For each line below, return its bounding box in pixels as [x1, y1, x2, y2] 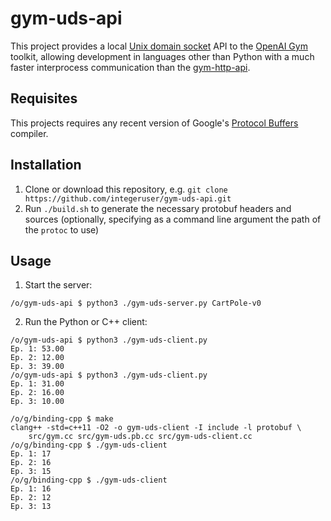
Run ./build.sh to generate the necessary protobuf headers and [24, 202, 292, 214]
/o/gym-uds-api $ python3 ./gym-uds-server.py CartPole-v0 [10, 298, 262, 309]
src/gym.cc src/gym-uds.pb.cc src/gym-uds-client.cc [28, 432, 253, 442]
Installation [10, 157, 82, 174]
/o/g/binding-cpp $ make [10, 414, 114, 424]
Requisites [10, 90, 78, 107]
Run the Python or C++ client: [24, 316, 148, 328]
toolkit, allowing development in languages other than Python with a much [10, 50, 315, 62]
